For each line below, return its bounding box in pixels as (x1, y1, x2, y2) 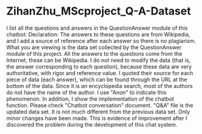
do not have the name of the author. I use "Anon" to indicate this (6, 89, 167, 96)
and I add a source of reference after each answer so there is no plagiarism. (6, 37, 196, 44)
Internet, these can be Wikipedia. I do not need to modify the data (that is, (6, 56, 191, 64)
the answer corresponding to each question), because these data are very (6, 62, 192, 70)
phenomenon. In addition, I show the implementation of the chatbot (6, 95, 175, 102)
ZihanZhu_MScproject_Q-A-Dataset (6, 4, 191, 18)
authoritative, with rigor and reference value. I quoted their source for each (6, 69, 194, 76)
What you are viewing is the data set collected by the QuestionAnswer (6, 44, 182, 51)
